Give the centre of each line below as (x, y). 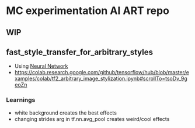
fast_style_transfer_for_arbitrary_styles (80, 52)
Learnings (21, 100)
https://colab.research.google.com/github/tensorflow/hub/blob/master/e (102, 72)
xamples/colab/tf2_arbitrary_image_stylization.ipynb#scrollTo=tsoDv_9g (101, 79)
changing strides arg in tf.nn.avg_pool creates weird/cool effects (92, 119)
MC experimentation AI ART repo (88, 11)
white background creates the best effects (65, 113)
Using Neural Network (41, 66)
